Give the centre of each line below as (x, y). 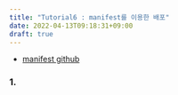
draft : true (31, 34)
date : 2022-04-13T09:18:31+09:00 (71, 26)
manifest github (51, 59)
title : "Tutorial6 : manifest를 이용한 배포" (89, 17)
